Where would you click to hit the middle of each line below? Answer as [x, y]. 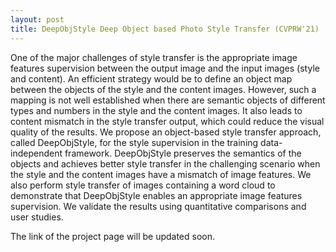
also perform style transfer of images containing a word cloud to [143, 185]
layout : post [37, 19]
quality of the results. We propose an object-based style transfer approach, [166, 132]
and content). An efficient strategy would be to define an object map [151, 78]
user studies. [37, 217]
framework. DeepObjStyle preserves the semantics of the [183, 153]
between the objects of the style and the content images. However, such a [163, 89]
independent [36, 153]
